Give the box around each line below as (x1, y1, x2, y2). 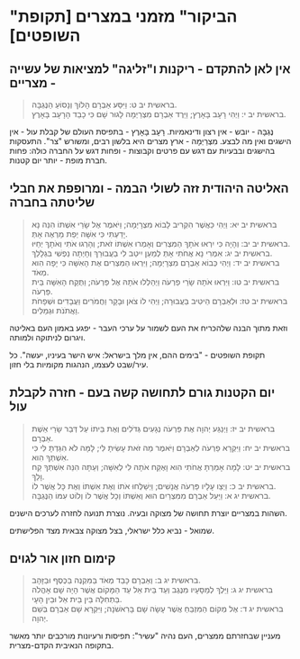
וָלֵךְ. (31, 471, 45, 482)
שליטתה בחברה (9, 195, 95, 211)
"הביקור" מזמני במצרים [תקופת (9, 6, 238, 27)
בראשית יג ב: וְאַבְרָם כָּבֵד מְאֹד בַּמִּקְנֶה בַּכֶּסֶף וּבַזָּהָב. (31, 574, 201, 586)
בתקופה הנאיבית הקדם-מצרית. (9, 640, 114, 651)
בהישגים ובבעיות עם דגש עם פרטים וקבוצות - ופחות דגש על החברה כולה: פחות (9, 146, 276, 156)
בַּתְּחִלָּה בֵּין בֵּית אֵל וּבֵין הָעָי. (31, 594, 123, 605)
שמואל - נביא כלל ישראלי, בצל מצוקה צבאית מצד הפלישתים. (9, 525, 214, 536)
